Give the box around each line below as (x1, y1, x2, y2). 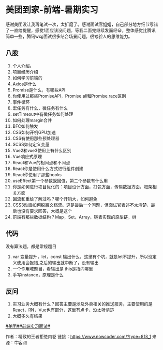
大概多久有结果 (12, 313, 43, 319)
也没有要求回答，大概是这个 (16, 208, 72, 213)
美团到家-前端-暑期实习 (5, 4, 99, 15)
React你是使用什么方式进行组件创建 (12, 166, 84, 171)
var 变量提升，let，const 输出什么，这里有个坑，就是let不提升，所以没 (12, 254, 153, 259)
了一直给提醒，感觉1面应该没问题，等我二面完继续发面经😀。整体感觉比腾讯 (5, 27, 156, 33)
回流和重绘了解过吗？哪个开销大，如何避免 (12, 196, 98, 201)
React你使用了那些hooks (12, 171, 62, 177)
